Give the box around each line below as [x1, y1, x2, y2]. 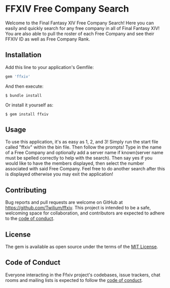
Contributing [5, 186, 47, 194]
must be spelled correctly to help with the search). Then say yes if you [5, 155, 153, 161]
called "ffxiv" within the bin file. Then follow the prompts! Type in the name [5, 144, 162, 150]
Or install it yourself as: [5, 102, 53, 108]
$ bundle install [5, 93, 42, 98]
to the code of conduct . [5, 215, 55, 222]
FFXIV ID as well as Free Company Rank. [5, 36, 90, 42]
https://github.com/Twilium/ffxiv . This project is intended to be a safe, [5, 205, 151, 211]
